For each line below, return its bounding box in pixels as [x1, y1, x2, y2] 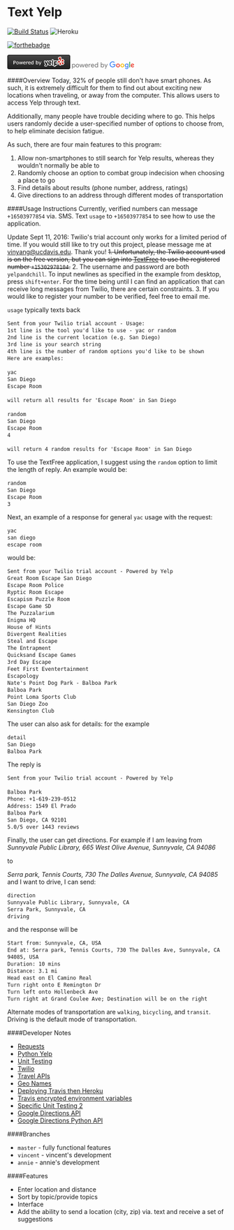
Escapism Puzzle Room [7, 596, 71, 603]
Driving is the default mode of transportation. [7, 1015, 138, 1023]
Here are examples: [7, 355, 64, 362]
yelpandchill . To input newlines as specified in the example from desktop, [7, 270, 221, 279]
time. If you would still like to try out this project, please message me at [7, 240, 212, 249]
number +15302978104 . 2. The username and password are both [7, 262, 190, 271]
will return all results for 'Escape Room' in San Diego [7, 397, 177, 404]
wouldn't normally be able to [17, 161, 100, 170]
